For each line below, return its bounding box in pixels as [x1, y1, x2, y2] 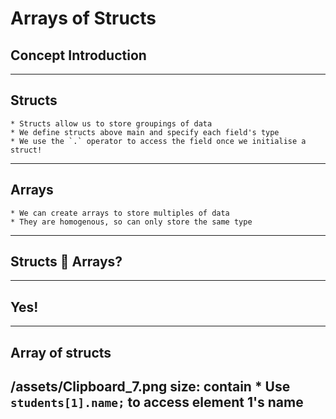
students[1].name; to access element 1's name [10, 394, 304, 411]
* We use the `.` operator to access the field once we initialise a [10, 136, 307, 146]
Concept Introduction [10, 47, 147, 64]
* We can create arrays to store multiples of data [10, 208, 230, 218]
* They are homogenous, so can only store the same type [10, 217, 253, 227]
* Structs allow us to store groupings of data [10, 118, 213, 129]
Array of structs [10, 344, 112, 361]
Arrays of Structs [10, 7, 157, 30]
